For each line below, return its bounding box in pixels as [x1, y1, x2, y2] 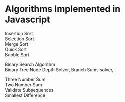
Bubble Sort [5, 51, 30, 58]
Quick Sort [5, 46, 27, 52]
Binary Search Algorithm [5, 61, 56, 67]
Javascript [5, 14, 51, 25]
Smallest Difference [5, 92, 46, 98]
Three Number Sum [5, 76, 46, 82]
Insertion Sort [5, 30, 33, 36]
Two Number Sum [5, 81, 42, 88]
